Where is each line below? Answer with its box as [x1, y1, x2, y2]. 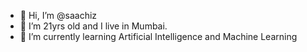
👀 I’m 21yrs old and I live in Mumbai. [19, 20, 168, 32]
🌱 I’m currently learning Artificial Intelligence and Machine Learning [19, 31, 298, 42]
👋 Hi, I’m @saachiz [19, 10, 98, 21]
